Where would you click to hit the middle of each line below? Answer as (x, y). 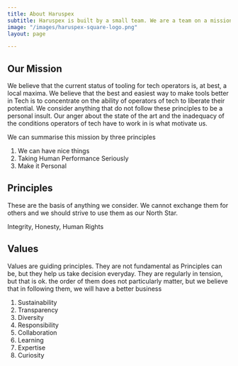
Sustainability (37, 302)
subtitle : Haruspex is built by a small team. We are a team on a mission (120, 21)
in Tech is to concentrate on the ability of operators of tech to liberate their (116, 101)
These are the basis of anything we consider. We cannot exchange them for (118, 205)
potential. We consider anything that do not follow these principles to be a (115, 109)
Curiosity (31, 355)
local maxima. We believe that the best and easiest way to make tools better (118, 94)
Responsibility (38, 325)
